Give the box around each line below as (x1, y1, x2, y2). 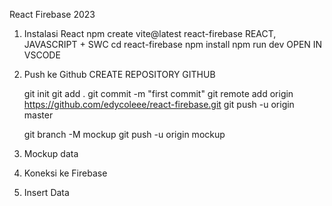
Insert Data (23, 187, 70, 198)
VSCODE (23, 49, 61, 61)
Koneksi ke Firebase (23, 167, 108, 179)
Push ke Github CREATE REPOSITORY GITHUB (23, 69, 216, 80)
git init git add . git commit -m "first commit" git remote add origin (23, 88, 294, 99)
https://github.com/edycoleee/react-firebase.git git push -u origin (23, 99, 295, 110)
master (23, 109, 54, 121)
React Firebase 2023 (9, 9, 96, 20)
